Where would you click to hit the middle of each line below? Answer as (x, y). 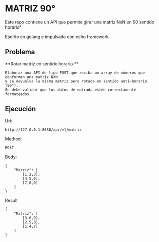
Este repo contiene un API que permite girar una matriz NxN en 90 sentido (80, 22)
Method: (13, 139)
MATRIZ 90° (30, 9)
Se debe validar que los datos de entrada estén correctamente (71, 90)
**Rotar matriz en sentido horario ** (42, 63)
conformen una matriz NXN (31, 77)
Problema (20, 52)
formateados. (18, 94)
